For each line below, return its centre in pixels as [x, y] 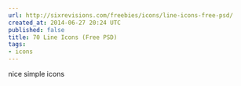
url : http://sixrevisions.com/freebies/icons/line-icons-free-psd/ [121, 15]
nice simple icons [37, 74]
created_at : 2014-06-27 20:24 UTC [65, 23]
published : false [37, 30]
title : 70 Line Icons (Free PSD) [63, 37]
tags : [17, 45]
